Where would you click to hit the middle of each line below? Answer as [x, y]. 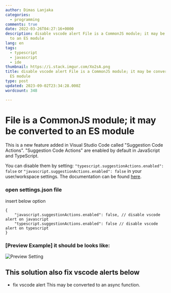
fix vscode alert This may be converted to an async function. [76, 285]
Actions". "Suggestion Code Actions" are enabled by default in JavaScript [83, 150]
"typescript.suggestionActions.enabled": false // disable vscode [86, 224]
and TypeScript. [22, 156]
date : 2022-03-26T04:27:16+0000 [39, 29]
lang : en [15, 43]
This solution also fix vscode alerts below [73, 272]
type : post [17, 81]
